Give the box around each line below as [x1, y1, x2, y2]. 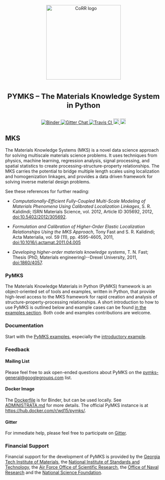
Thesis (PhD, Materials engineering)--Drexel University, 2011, [12, 254, 138, 260]
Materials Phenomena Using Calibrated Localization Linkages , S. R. [12, 203, 152, 209]
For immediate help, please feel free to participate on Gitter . [5, 430, 128, 436]
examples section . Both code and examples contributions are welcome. [5, 310, 152, 316]
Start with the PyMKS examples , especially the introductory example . [5, 333, 147, 339]
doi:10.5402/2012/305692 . [12, 214, 67, 220]
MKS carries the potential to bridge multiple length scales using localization [5, 168, 160, 174]
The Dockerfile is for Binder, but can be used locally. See [5, 397, 122, 403]
